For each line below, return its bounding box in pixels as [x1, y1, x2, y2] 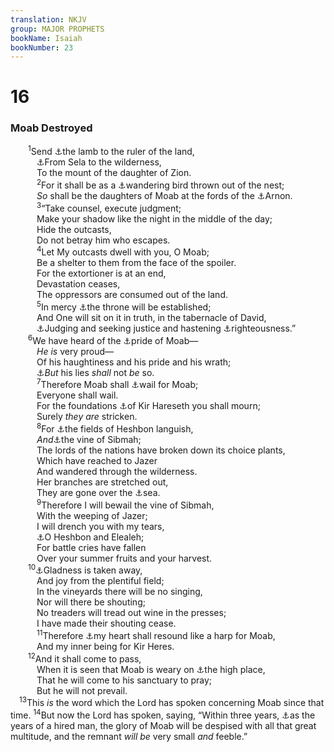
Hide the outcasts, [36, 223, 112, 235]
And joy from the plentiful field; [36, 575, 165, 587]
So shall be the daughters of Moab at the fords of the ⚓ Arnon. [36, 190, 293, 202]
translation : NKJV [10, 14, 87, 25]
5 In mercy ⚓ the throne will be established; [36, 299, 212, 313]
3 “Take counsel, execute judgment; [36, 201, 182, 214]
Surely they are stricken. [36, 411, 138, 423]
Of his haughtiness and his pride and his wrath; [36, 356, 232, 368]
